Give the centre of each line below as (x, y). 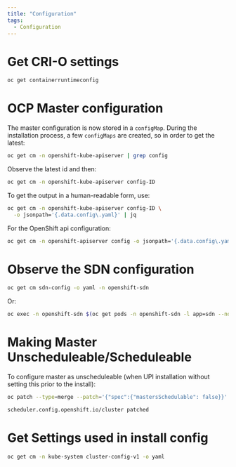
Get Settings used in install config (108, 438)
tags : (15, 20)
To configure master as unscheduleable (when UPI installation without (109, 377)
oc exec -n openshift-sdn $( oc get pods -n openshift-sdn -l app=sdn (111, 314)
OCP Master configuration (85, 108)
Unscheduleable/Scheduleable (99, 357)
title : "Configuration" (42, 14)
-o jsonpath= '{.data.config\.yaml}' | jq (75, 215)
